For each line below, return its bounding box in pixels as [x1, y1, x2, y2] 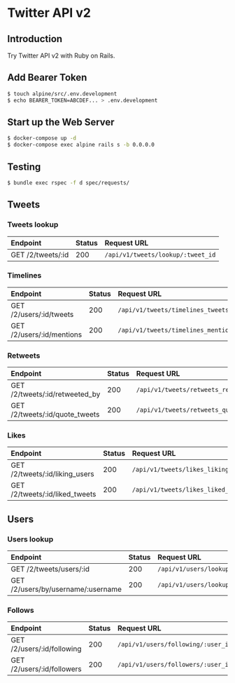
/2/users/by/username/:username [10, 584, 122, 594]
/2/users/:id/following [10, 644, 82, 654]
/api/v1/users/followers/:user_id [117, 661, 233, 669]
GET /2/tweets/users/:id [10, 564, 90, 574]
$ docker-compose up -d [7, 135, 77, 142]
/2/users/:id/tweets [10, 309, 74, 319]
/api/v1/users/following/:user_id [117, 640, 233, 649]
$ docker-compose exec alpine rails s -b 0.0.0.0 [7, 142, 155, 149]
